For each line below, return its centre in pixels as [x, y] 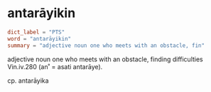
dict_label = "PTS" [36, 32]
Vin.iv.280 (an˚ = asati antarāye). [55, 66]
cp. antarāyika [28, 81]
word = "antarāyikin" [39, 39]
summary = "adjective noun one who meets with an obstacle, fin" [106, 45]
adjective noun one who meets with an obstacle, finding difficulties [105, 59]
